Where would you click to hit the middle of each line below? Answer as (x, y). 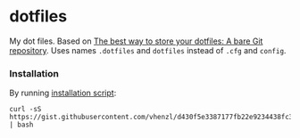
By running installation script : (63, 93)
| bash (21, 125)
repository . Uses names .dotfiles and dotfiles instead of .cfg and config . (148, 50)
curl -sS (25, 110)
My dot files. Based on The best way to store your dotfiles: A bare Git (136, 41)
